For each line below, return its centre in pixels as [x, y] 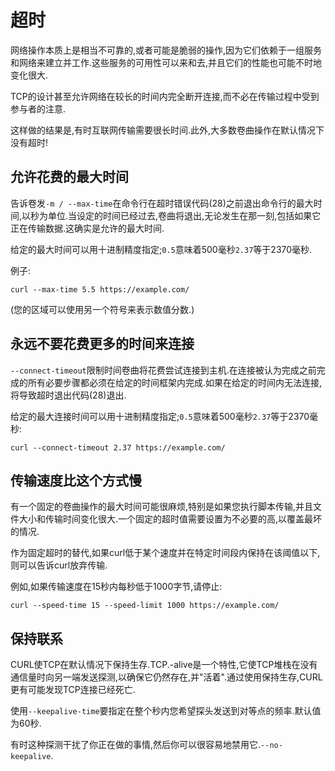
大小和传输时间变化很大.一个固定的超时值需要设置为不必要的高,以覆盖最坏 [170, 519]
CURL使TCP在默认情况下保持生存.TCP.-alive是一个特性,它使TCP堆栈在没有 [164, 665]
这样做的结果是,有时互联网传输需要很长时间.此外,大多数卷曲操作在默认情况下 [167, 130]
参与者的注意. [38, 108]
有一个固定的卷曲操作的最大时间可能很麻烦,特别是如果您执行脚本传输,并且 [162, 507]
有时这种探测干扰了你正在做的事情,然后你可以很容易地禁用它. [136, 745]
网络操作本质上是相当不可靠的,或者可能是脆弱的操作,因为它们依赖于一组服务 [166, 50]
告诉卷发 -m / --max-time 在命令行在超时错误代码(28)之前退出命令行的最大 [162, 203]
